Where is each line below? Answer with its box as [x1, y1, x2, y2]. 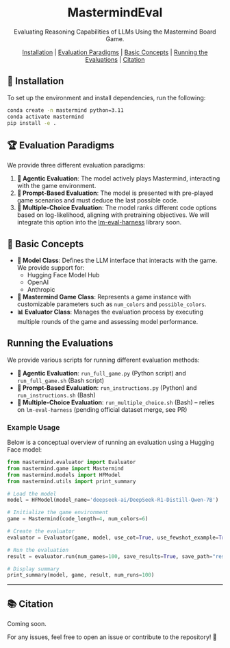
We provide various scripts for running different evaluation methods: [7, 356, 200, 364]
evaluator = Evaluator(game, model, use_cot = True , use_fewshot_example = [7, 534, 219, 541]
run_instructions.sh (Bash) [16, 391, 96, 399]
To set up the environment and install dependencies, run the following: [7, 93, 206, 102]
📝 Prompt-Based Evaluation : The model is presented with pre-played [16, 189, 214, 197]
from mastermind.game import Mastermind [7, 465, 125, 472]
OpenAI [27, 278, 49, 286]
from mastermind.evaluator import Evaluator [7, 459, 136, 466]
